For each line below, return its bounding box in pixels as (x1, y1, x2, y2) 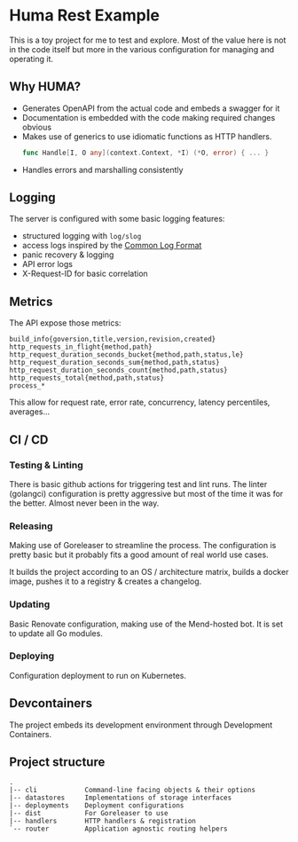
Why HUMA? (9, 79, 82, 94)
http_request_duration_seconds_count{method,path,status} (9, 366, 228, 375)
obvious (21, 122, 51, 132)
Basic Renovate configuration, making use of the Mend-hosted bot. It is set (9, 618, 284, 629)
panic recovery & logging (21, 249, 114, 260)
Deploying (9, 649, 55, 662)
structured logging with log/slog (21, 231, 142, 241)
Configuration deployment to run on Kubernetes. (9, 670, 186, 681)
